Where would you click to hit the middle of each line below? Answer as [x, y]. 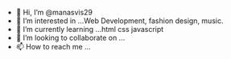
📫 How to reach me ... [53, 47]
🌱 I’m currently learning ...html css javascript [90, 29]
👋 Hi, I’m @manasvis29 [54, 12]
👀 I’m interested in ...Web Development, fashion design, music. [120, 21]
